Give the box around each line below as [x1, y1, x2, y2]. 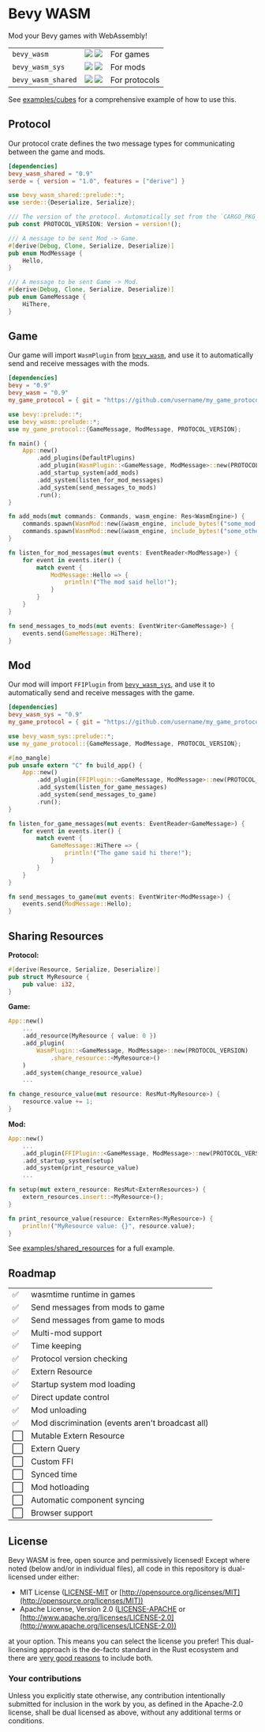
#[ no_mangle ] [8, 754, 51, 762]
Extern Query [31, 1443, 80, 1454]
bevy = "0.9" [8, 381, 51, 390]
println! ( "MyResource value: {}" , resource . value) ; [22, 1222, 196, 1230]
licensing [8, 1645, 38, 1654]
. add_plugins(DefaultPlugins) [36, 454, 136, 463]
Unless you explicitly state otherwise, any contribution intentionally [8, 1691, 226, 1700]
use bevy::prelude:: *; [8, 410, 83, 418]
